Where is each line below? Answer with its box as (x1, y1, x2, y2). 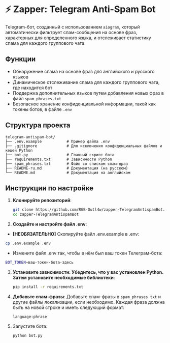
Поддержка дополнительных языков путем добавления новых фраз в (12, 90, 164, 96)
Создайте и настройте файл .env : (12, 221, 87, 227)
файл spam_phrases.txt (12, 95, 62, 101)
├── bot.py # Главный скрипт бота (5, 152, 115, 157)
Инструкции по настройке (5, 184, 94, 192)
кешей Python (5, 148, 33, 153)
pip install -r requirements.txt (12, 284, 84, 290)
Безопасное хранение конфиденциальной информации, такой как (12, 101, 156, 107)
